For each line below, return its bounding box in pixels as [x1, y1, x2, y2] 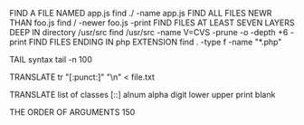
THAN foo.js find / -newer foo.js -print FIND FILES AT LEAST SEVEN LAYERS [9, 17, 295, 28]
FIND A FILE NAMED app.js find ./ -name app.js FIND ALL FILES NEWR [9, 8, 272, 18]
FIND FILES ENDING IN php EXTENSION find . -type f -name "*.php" [28, 36, 282, 47]
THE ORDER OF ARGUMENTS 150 [9, 107, 136, 117]
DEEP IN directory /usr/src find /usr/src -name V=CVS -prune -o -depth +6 [9, 27, 289, 37]
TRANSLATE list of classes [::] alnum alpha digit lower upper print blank [9, 90, 276, 100]
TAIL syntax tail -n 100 [9, 54, 92, 64]
